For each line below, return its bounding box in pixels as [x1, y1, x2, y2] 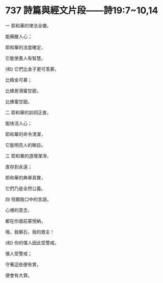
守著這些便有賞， [5, 261, 41, 267]
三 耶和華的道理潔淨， [5, 153, 51, 159]
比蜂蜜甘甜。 [5, 98, 32, 105]
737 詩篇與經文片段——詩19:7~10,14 [5, 5, 158, 16]
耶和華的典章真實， [5, 174, 46, 180]
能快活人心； [5, 120, 32, 126]
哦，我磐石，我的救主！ [5, 228, 55, 235]
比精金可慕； [5, 77, 32, 83]
